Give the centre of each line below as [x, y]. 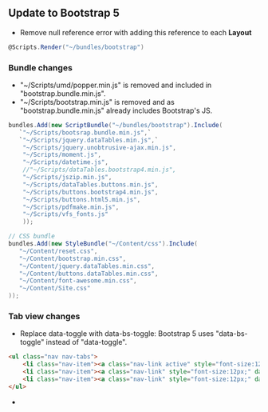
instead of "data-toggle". [87, 342]
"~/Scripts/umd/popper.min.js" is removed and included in [116, 85]
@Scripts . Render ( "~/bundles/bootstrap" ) [77, 47]
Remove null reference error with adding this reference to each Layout [136, 32]
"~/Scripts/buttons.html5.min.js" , [82, 199]
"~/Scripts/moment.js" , [62, 155]
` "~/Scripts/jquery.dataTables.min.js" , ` [89, 140]
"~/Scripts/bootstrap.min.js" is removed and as [97, 102]
